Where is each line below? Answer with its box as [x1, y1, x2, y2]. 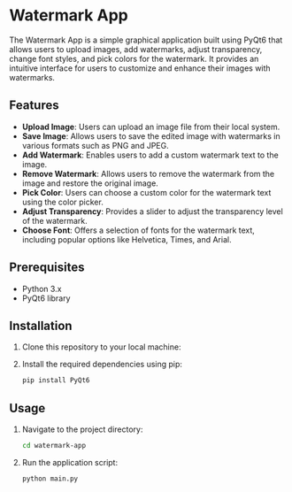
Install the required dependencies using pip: [21, 359, 183, 370]
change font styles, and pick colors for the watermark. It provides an [9, 53, 259, 64]
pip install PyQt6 [21, 376, 90, 385]
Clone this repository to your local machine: [21, 342, 181, 352]
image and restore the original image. [21, 178, 159, 188]
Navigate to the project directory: [21, 424, 143, 434]
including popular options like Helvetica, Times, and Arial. [21, 234, 232, 244]
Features [9, 98, 59, 113]
